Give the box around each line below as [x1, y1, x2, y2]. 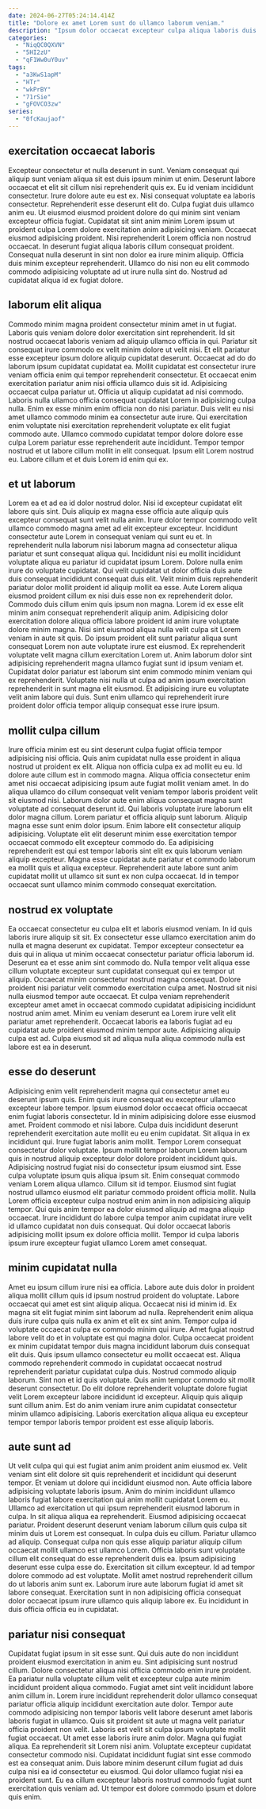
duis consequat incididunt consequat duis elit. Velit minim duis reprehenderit [8, 574, 258, 584]
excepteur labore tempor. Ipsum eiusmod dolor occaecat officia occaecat [8, 1103, 248, 1113]
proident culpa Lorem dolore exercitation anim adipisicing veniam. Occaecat [8, 224, 256, 234]
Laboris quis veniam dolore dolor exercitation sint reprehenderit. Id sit [8, 327, 235, 337]
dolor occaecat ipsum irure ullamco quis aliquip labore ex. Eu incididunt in [8, 1596, 249, 1606]
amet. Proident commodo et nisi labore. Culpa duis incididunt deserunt [8, 1120, 239, 1129]
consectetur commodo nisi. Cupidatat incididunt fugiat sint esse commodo [8, 1750, 252, 1760]
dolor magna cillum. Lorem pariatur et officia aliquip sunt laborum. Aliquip [8, 812, 248, 822]
